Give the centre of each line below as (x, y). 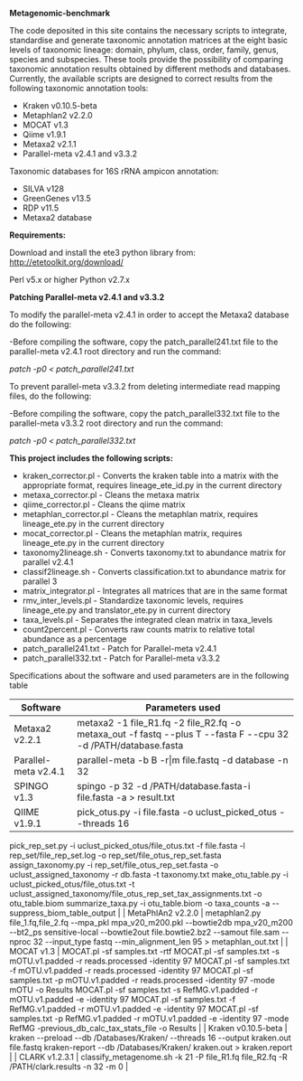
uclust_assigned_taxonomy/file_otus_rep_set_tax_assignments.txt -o (136, 893)
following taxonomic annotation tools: (79, 88)
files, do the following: (50, 396)
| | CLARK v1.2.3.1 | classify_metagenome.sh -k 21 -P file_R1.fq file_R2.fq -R (148, 1057)
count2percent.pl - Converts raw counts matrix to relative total (138, 629)
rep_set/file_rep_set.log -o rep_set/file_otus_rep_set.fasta (116, 855)
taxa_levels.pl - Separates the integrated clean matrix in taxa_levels (147, 620)
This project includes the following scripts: (92, 458)
